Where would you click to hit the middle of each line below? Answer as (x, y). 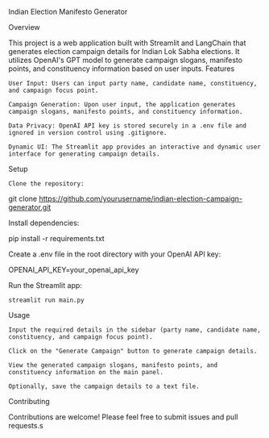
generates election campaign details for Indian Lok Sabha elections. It (124, 51)
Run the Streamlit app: (45, 285)
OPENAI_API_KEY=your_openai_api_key (74, 270)
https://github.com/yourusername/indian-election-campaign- (141, 198)
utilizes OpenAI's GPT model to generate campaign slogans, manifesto (126, 60)
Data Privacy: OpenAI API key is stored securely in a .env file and (128, 126)
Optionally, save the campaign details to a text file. (104, 386)
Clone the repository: (46, 184)
